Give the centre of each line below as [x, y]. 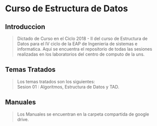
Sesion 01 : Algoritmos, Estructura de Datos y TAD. [68, 87]
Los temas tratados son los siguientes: [56, 81]
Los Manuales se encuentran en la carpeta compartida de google [83, 114]
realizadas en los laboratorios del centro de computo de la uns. [81, 54]
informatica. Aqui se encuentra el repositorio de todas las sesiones [85, 49]
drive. [23, 119]
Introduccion [25, 27]
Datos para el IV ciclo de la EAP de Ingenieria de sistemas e [77, 44]
